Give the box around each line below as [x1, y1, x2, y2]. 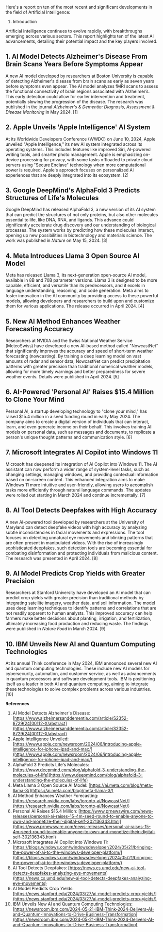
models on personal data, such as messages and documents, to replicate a [5, 429, 156, 435]
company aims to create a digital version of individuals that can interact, [5, 419, 149, 424]
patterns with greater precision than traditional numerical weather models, [5, 364, 154, 370]
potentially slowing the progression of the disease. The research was [5, 99, 144, 104]
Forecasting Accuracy [5, 325, 74, 333]
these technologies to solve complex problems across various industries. [5, 686, 152, 692]
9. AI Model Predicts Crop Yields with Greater [5, 569, 145, 577]
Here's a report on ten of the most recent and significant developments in [5, 4, 152, 10]
